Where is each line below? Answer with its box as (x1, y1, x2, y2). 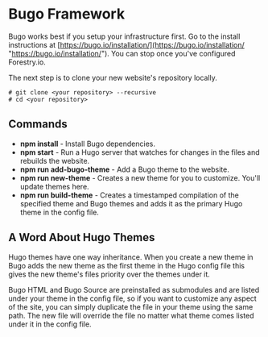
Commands (8, 118, 68, 131)
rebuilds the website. (19, 156, 90, 165)
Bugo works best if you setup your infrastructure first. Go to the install (8, 31, 241, 41)
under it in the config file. (8, 319, 92, 329)
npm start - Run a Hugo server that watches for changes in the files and (19, 147, 260, 157)
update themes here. (19, 181, 90, 191)
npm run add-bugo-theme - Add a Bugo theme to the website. (19, 164, 229, 174)
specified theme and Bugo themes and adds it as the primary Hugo (19, 198, 243, 208)
